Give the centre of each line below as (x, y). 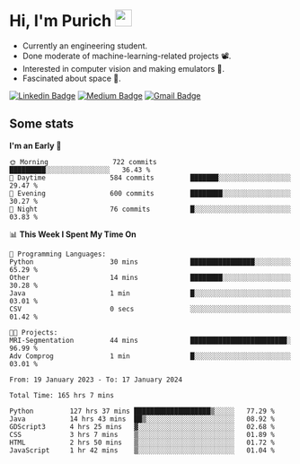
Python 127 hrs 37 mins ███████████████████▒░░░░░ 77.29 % (142, 411)
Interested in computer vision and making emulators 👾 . (123, 68)
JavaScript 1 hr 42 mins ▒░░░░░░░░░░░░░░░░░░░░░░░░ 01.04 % (142, 450)
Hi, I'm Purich (61, 21)
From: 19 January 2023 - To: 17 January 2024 (96, 380)
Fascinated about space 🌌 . (71, 78)
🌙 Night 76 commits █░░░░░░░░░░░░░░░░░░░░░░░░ (150, 209)
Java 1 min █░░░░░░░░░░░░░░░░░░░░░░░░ (150, 293)
